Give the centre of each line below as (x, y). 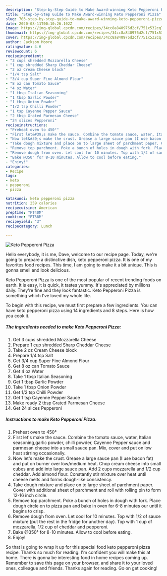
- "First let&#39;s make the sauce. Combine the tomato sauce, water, (80, 134)
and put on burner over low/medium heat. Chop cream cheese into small (87, 463)
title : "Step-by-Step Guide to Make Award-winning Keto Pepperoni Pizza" (83, 14)
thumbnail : (17, 33)
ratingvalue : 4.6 (24, 47)
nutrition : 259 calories (31, 203)
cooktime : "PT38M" (25, 217)
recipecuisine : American (31, 208)
